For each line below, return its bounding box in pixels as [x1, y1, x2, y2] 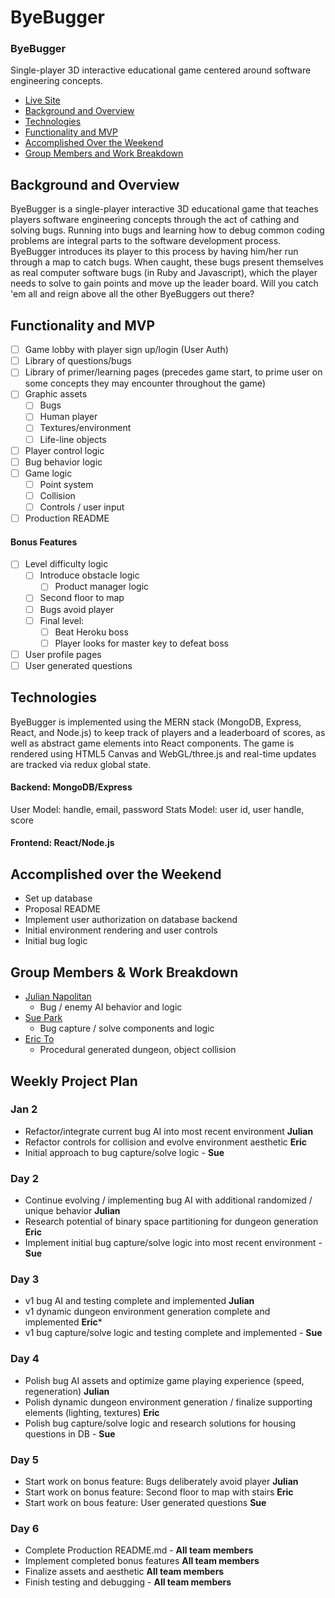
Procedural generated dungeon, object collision [39, 1044, 237, 1056]
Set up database [24, 892, 93, 905]
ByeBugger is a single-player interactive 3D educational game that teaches [10, 203, 319, 215]
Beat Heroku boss [54, 626, 129, 638]
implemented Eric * [24, 1316, 103, 1328]
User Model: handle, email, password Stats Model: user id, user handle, [10, 803, 305, 815]
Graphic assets [24, 388, 88, 400]
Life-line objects [39, 433, 107, 445]
